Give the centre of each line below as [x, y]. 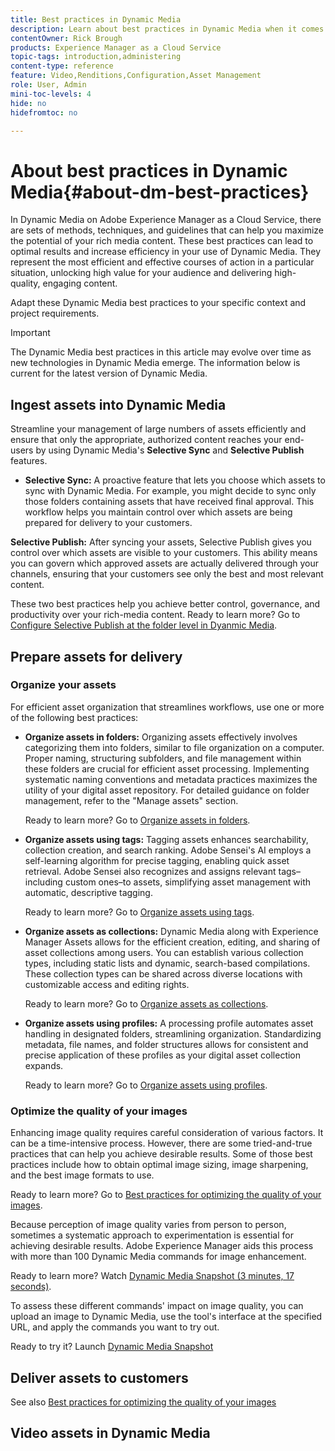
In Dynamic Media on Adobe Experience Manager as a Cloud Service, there [166, 220]
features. [29, 461]
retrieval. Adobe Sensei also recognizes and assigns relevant [150, 871]
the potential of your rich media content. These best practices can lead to [162, 241]
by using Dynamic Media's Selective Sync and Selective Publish [170, 450]
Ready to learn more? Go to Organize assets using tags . [139, 912]
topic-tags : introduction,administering [96, 57]
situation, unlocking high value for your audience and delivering [141, 273]
